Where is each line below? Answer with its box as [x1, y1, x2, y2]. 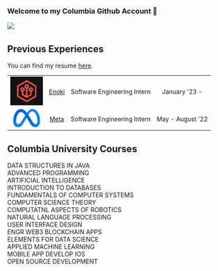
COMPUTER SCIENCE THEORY [7, 198, 97, 206]
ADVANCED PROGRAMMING [7, 168, 90, 176]
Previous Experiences [7, 43, 104, 55]
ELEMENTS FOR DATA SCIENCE [7, 235, 99, 243]
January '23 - [162, 88, 203, 96]
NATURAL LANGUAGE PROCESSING [7, 213, 112, 221]
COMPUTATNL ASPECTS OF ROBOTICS [7, 205, 121, 214]
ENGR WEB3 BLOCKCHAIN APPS [7, 227, 102, 236]
